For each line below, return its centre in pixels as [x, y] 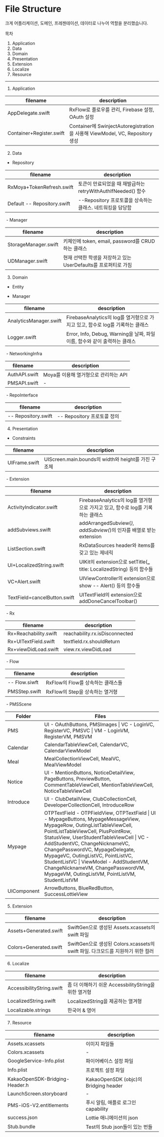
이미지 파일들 [100, 1044]
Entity [18, 287]
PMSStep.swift [24, 691]
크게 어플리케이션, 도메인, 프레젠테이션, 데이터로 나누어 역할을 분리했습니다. [77, 23]
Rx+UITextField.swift [31, 641]
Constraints [24, 438]
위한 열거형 [80, 992]
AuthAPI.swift [23, 374]
